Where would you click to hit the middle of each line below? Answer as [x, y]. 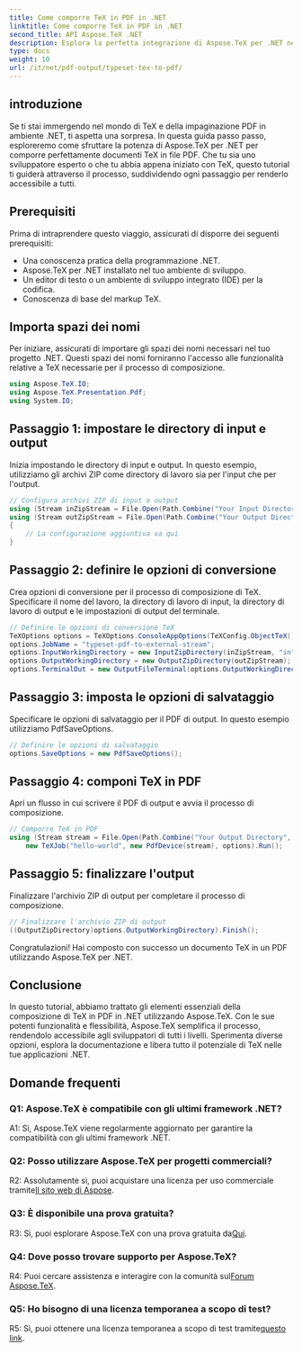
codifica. [39, 289]
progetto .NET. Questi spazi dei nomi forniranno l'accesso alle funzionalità [147, 358]
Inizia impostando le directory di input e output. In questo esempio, [133, 464]
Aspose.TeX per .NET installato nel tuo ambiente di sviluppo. [134, 270]
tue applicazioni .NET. [50, 1055]
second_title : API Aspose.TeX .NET [76, 34]
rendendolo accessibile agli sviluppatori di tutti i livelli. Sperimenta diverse [146, 1035]
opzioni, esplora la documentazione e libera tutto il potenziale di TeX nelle [146, 1045]
